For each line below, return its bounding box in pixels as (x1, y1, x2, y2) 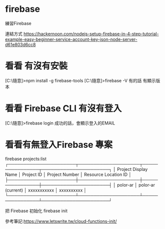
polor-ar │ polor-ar (117, 182, 155, 188)
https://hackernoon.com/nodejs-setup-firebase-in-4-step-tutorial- (23, 31, 159, 36)
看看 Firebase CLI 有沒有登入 (5, 103, 122, 114)
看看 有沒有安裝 (5, 61, 68, 72)
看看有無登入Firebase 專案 (5, 139, 113, 150)
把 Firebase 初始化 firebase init (5, 208, 68, 214)
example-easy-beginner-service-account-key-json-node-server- (5, 36, 138, 42)
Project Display (117, 166, 148, 172)
